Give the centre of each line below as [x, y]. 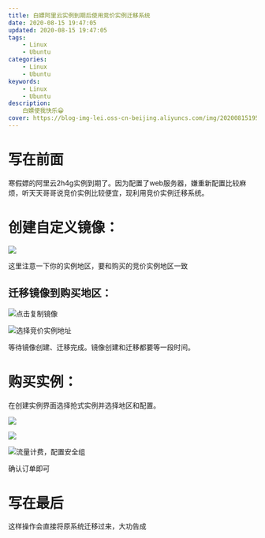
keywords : [24, 81]
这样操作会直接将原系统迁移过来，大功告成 [77, 526]
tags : [17, 37]
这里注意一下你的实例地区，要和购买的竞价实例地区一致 [98, 266]
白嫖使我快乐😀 [43, 111]
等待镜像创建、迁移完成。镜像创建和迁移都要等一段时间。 [101, 347]
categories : [28, 60]
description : [30, 103]
